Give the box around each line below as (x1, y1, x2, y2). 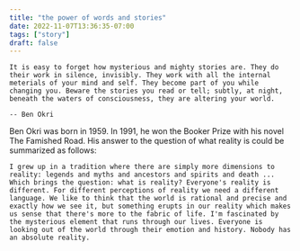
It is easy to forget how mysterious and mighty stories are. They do (9, 63, 279, 72)
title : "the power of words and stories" (9, 13, 167, 22)
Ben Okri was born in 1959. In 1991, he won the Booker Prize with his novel (9, 126, 285, 137)
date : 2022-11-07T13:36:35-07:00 (9, 22, 135, 31)
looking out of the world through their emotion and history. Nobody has (9, 226, 292, 235)
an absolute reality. (9, 233, 91, 243)
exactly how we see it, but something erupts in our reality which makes (9, 202, 292, 211)
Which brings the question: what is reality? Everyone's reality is (9, 178, 271, 187)
